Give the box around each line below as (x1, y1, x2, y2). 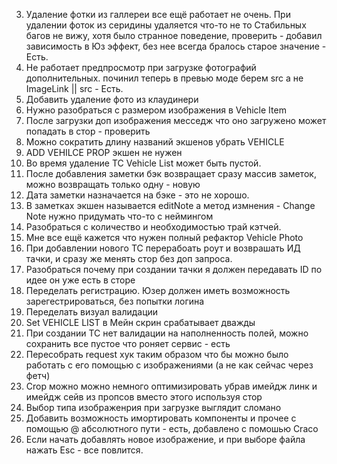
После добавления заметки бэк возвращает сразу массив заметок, (25, 168, 317, 179)
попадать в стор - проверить (25, 125, 151, 137)
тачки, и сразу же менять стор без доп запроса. (25, 253, 233, 264)
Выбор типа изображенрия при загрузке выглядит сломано (25, 402, 282, 413)
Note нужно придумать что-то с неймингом (25, 210, 214, 222)
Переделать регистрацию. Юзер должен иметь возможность (25, 285, 291, 296)
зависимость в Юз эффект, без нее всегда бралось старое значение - (25, 40, 327, 52)
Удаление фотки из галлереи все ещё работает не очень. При (25, 9, 291, 20)
